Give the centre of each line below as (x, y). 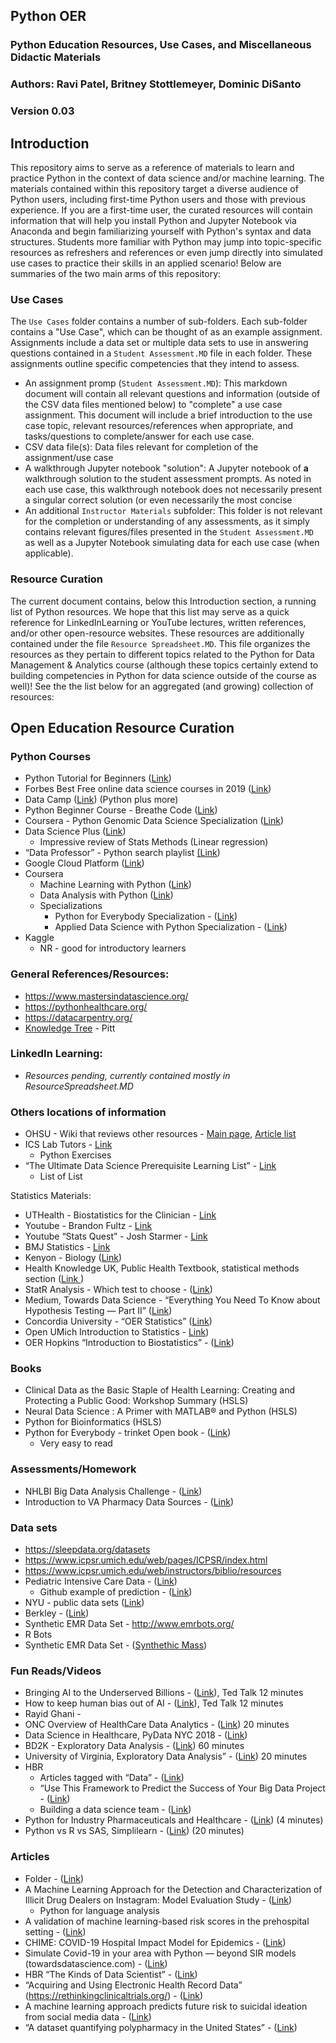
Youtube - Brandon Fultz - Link (88, 1226)
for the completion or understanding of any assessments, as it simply (167, 521)
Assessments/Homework (73, 1469)
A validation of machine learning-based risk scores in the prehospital (167, 1921)
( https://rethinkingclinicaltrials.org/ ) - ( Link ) (114, 1995)
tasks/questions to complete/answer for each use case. (139, 436)
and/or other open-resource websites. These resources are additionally (157, 633)
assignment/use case (69, 458)
